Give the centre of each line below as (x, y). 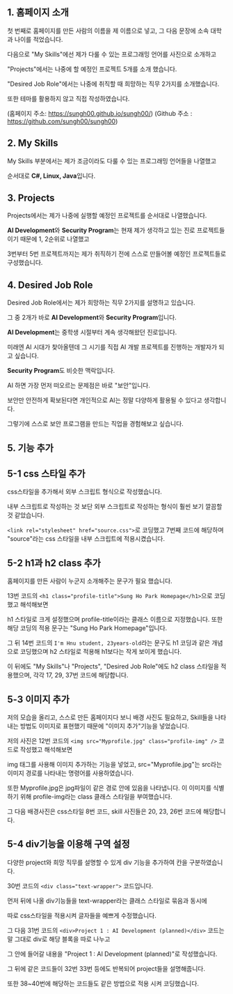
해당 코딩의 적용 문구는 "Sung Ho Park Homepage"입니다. (87, 628)
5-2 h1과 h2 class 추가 (54, 563)
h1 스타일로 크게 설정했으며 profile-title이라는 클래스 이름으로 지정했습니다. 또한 (115, 620)
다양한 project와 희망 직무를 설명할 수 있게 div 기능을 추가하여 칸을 (97, 862)
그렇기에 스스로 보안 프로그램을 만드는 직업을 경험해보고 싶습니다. (96, 424)
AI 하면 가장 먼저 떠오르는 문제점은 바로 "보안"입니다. (79, 385)
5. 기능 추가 (31, 448)
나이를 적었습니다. (39, 39)
